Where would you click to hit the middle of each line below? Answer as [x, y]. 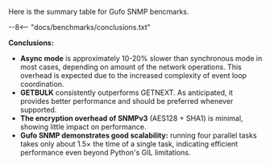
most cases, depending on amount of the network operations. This [131, 67]
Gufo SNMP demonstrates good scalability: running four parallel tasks [138, 135]
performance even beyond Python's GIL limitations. [105, 153]
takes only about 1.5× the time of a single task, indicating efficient [129, 144]
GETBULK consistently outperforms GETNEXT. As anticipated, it [127, 93]
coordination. [42, 84]
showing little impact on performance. [83, 127]
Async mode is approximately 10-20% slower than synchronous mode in [141, 58]
